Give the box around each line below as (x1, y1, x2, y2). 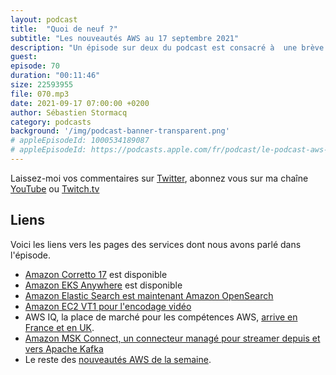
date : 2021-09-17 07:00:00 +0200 (10, 98, 150, 108)
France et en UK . (24, 321, 95, 333)
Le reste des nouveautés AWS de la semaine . (24, 353, 212, 365)
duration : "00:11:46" (10, 71, 101, 81)
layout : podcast (10, 14, 78, 25)
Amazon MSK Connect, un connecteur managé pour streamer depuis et (24, 332, 321, 344)
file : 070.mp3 (10, 89, 70, 99)
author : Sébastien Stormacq (10, 107, 128, 118)
